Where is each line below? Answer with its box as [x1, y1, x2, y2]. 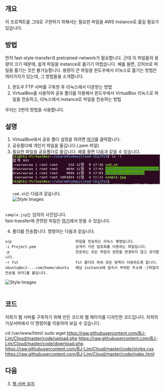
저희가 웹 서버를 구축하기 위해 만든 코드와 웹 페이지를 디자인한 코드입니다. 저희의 [5, 314, 159, 320]
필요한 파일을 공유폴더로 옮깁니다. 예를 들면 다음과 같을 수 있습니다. [12, 149, 141, 155]
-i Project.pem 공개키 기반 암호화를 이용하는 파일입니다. [5, 244, 147, 249]
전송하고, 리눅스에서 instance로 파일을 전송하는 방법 [21, 96, 121, 102]
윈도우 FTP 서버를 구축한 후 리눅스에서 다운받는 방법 [12, 83, 112, 90]
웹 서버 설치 [12, 381, 35, 387]
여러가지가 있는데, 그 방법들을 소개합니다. [5, 73, 84, 79]
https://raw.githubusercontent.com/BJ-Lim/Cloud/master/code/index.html [5, 351, 155, 357]
